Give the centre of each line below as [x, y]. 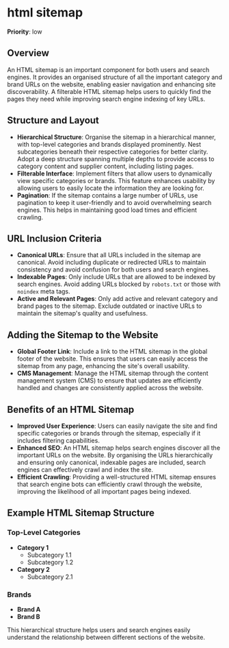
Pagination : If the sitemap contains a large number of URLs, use [107, 195]
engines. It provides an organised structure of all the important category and [114, 77]
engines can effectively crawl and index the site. [85, 470]
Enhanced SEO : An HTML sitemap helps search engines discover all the [119, 448]
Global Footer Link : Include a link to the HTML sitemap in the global [112, 352]
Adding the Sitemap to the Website [83, 335]
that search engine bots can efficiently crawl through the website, [110, 484]
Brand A [29, 609]
